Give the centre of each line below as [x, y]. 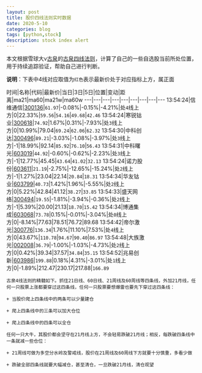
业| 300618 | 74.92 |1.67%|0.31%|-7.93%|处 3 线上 [65, 123]
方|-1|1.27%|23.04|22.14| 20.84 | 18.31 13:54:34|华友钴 [73, 176]
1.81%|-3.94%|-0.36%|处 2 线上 [92, 199]
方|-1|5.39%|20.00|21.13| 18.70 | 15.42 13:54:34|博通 [70, 207]
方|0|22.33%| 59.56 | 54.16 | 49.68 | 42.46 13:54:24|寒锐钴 [74, 115]
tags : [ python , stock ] [34, 35]
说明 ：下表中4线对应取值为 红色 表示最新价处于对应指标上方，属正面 [90, 79]
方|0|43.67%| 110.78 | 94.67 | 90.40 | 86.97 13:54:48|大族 [73, 237]
